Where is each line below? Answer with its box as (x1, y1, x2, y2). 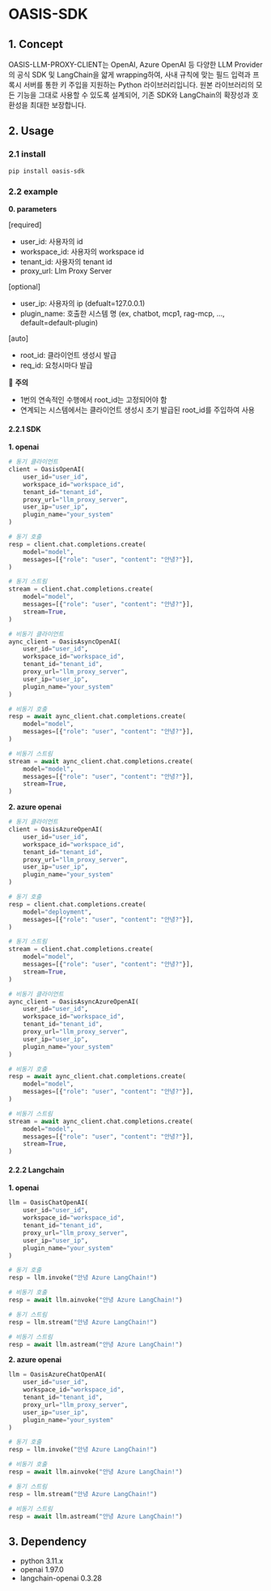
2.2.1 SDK (8, 424, 42, 434)
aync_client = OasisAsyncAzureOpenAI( (8, 997, 139, 1006)
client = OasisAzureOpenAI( (8, 825, 104, 834)
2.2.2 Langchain (8, 1165, 65, 1175)
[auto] (8, 333, 29, 343)
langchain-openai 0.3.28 (19, 1573, 103, 1583)
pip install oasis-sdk (8, 167, 85, 175)
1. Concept (8, 37, 63, 51)
